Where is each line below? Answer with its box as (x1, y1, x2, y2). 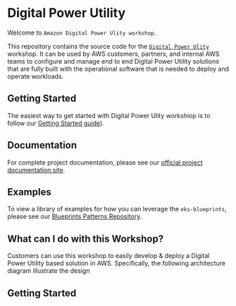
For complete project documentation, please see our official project (7, 158, 203, 167)
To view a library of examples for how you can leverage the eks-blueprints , (7, 205, 227, 213)
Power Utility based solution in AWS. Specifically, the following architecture (7, 259, 225, 268)
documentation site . (7, 165, 66, 174)
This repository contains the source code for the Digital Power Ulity (7, 42, 209, 50)
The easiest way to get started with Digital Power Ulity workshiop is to (7, 111, 211, 119)
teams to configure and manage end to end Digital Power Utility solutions (7, 57, 220, 65)
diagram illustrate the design (7, 266, 90, 275)
